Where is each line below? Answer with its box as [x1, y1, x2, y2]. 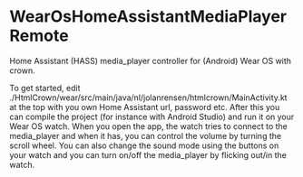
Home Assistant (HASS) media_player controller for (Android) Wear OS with [9, 55, 292, 66]
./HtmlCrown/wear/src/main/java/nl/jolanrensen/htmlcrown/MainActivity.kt [9, 92, 288, 103]
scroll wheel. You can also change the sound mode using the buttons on [9, 140, 279, 151]
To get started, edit [9, 82, 81, 93]
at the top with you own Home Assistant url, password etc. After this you [9, 101, 280, 112]
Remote [9, 25, 70, 46]
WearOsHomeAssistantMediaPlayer [9, 6, 288, 27]
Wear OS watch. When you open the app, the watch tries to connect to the [9, 120, 288, 132]
